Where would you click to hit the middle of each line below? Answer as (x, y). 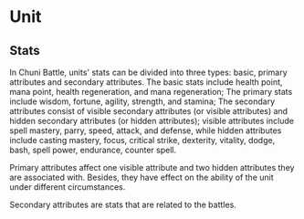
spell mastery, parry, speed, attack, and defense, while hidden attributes (146, 130)
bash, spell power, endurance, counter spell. (93, 150)
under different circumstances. (68, 187)
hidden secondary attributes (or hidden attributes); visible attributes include (152, 121)
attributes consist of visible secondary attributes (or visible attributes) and (149, 111)
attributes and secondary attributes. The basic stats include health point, (146, 82)
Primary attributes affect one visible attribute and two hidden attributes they (152, 167)
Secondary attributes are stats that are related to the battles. (123, 204)
